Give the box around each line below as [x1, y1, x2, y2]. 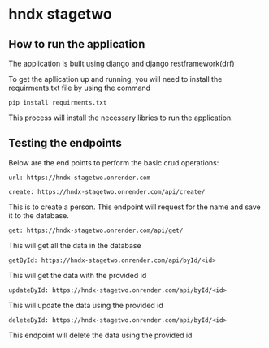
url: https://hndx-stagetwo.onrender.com [8, 174, 151, 182]
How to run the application [8, 37, 145, 51]
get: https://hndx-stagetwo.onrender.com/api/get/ [8, 226, 184, 234]
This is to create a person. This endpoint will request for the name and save [8, 202, 262, 212]
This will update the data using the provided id [8, 300, 164, 310]
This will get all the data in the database [8, 240, 141, 250]
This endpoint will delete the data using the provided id [8, 330, 193, 340]
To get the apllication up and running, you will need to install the [8, 75, 223, 84]
